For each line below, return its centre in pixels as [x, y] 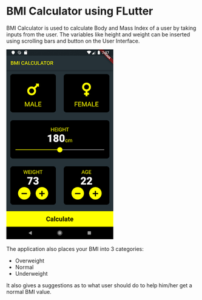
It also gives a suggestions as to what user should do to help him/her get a [99, 285]
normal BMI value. [29, 291]
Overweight [29, 261]
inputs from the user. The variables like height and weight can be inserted [98, 34]
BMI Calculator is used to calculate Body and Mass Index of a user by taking [101, 28]
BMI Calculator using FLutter [80, 11]
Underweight [31, 273]
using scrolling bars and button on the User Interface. [73, 41]
